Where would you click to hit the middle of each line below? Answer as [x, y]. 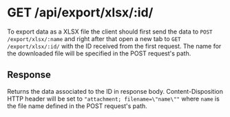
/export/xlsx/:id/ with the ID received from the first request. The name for [114, 46]
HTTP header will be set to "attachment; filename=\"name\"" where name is [114, 99]
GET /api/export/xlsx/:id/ [80, 13]
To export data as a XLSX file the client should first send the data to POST [110, 31]
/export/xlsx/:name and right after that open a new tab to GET [94, 38]
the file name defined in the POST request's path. [77, 106]
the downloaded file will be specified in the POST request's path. [99, 53]
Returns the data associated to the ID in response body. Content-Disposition [115, 91]
